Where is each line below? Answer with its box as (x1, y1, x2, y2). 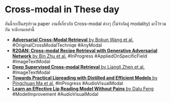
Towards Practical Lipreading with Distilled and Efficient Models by (12, 74, 158, 80)
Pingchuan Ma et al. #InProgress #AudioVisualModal (12, 80, 123, 86)
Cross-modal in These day (5, 4, 120, 15)
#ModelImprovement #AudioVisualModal (12, 91, 98, 97)
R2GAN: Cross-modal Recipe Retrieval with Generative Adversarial (12, 47, 158, 53)
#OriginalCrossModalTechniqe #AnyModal (12, 42, 102, 48)
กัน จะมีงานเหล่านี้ (5, 26, 35, 32)
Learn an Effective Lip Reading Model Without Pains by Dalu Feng (12, 86, 154, 92)
